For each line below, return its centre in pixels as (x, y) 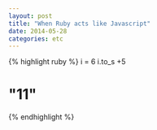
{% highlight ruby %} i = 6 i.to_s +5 (67, 62)
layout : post (31, 16)
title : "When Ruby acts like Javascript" (80, 24)
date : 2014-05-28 (38, 31)
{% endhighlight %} (41, 117)
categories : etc (36, 39)
